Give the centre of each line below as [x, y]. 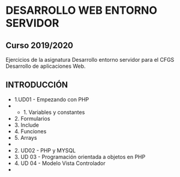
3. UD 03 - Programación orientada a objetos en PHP [80, 157]
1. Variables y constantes [54, 112]
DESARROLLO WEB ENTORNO [81, 10]
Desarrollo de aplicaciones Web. [46, 66]
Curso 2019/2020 [39, 45]
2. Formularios [32, 118]
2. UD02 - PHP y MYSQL [45, 150]
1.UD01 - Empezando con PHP [52, 99]
